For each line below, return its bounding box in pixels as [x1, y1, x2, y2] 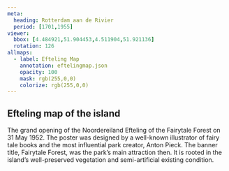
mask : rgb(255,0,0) [20, 75, 77, 82]
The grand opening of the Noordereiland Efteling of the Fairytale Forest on [7, 126, 221, 135]
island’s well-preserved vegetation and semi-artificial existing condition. [7, 156, 214, 164]
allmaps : [7, 50, 33, 57]
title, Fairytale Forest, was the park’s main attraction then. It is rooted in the [7, 148, 222, 157]
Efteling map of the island [7, 107, 121, 119]
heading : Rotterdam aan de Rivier [13, 17, 114, 24]
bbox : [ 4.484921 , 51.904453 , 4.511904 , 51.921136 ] [13, 36, 155, 43]
